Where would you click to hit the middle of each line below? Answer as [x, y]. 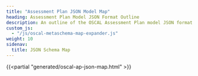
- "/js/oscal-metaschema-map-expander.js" [65, 34]
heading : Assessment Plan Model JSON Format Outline [73, 17]
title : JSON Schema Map [41, 50]
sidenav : [17, 45]
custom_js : [20, 28]
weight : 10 [20, 39]
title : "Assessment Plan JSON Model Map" [58, 11]
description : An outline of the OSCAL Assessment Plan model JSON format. [101, 22]
